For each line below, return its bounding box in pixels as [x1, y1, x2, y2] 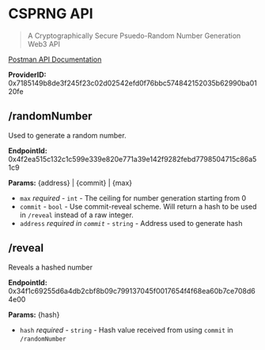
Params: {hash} [8, 310, 60, 319]
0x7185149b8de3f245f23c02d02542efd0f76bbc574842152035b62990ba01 [8, 78, 257, 88]
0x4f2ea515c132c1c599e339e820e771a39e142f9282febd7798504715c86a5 [8, 154, 257, 164]
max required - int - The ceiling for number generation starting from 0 [19, 193, 247, 202]
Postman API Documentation [8, 55, 102, 64]
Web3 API [27, 39, 61, 48]
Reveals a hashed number [8, 262, 93, 272]
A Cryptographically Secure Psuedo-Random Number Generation [27, 31, 241, 40]
